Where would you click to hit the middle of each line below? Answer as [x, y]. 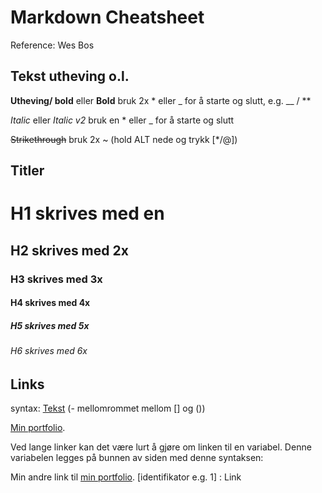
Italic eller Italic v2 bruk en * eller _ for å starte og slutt [122, 120]
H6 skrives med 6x [49, 351]
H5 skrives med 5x [50, 325]
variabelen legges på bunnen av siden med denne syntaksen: [137, 458]
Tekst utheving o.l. [70, 76]
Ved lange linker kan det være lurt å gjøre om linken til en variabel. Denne [161, 447]
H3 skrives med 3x [56, 279]
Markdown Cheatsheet [107, 17]
